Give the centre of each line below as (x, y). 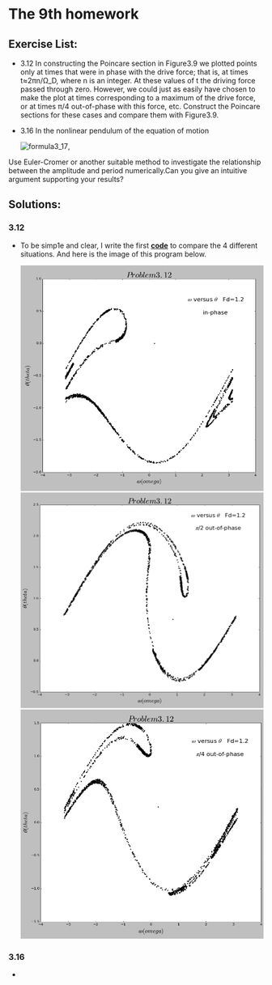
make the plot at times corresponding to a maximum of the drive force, (138, 98)
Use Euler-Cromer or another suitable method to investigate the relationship (135, 162)
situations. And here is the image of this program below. (113, 254)
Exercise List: (43, 44)
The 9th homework (74, 14)
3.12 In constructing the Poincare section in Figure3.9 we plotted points (138, 63)
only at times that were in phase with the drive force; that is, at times (134, 72)
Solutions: (35, 204)
